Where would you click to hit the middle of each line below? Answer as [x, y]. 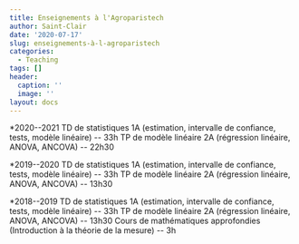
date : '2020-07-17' [46, 34]
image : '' [36, 93]
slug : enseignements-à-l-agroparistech [85, 43]
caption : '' [40, 85]
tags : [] [26, 69]
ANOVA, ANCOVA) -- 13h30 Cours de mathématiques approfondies [135, 221]
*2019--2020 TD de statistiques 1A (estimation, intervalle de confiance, [143, 165]
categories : [32, 52]
